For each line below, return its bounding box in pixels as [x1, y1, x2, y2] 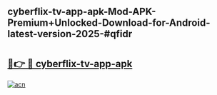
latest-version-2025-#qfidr [7, 28, 133, 40]
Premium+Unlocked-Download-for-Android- [7, 17, 211, 29]
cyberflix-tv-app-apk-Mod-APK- [7, 6, 156, 18]
